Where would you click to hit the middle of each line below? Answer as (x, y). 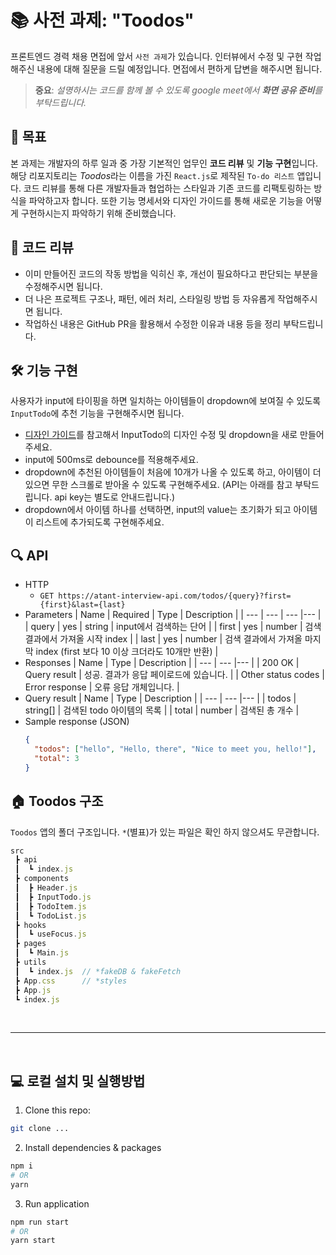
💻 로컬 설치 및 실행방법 (78, 1081)
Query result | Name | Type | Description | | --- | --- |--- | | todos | (160, 698)
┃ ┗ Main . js (42, 953)
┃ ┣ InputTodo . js (53, 897)
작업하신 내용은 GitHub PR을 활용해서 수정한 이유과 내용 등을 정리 (152, 323)
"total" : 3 (57, 758)
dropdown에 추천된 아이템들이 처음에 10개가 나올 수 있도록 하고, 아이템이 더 (173, 472)
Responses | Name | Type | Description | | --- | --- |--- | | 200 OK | (162, 663)
